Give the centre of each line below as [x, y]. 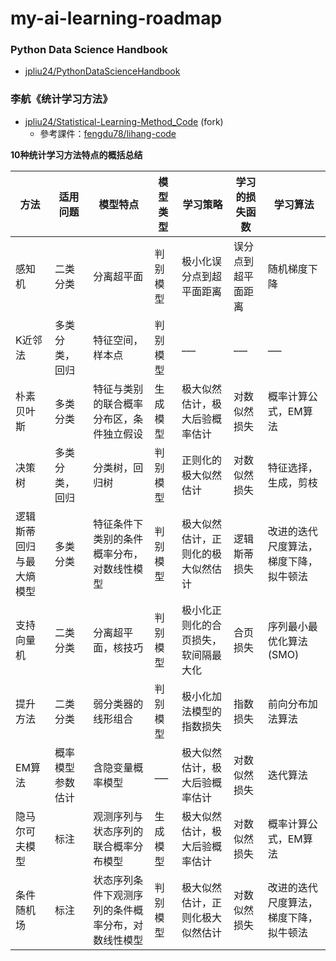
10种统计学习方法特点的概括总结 [76, 154]
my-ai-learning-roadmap [116, 18]
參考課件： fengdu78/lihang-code [108, 133]
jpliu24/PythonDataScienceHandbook [102, 71]
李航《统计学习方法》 [61, 99]
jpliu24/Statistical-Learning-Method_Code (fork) [124, 121]
